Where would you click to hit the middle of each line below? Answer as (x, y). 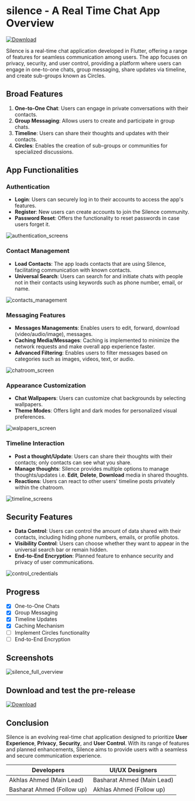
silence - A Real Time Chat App (83, 11)
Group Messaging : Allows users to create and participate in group (95, 121)
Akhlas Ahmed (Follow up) (129, 790)
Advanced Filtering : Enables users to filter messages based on (91, 353)
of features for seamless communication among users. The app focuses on (97, 57)
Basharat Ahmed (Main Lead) (133, 780)
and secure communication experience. (54, 756)
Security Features (40, 517)
